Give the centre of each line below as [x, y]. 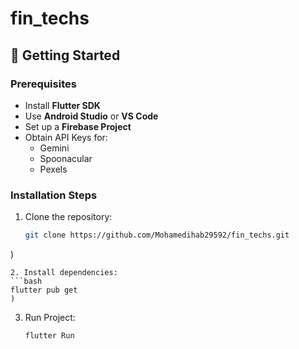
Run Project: [50, 318]
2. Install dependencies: [64, 273]
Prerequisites [43, 84]
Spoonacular [66, 158]
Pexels [53, 169]
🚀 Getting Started [65, 55]
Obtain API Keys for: [66, 137]
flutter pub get [44, 290]
